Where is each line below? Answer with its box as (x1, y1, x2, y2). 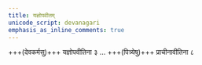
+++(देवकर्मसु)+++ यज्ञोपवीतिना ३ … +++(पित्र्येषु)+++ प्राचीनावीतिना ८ (8, 48, 195, 57)
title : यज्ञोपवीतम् (8, 11, 55, 20)
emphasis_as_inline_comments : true (8, 26, 125, 34)
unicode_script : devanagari (8, 19, 101, 27)
